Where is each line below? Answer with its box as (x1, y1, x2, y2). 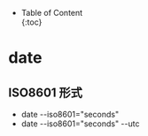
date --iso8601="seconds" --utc (20, 118, 140, 129)
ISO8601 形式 (8, 85, 83, 100)
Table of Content (20, 8, 83, 18)
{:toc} (20, 17, 43, 27)
